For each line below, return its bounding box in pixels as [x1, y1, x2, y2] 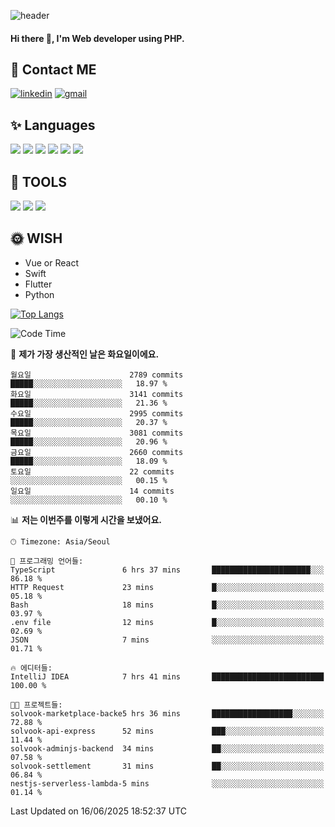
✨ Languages [10, 116, 96, 134]
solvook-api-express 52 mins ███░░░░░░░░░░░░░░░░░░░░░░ [10, 726, 325, 736]
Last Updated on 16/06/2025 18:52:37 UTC [10, 805, 187, 817]
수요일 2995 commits [10, 408, 184, 419]
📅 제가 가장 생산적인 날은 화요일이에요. [10, 348, 160, 360]
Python [24, 288, 55, 300]
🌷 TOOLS [10, 173, 68, 190]
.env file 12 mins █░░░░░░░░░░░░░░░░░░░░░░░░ [10, 617, 325, 627]
